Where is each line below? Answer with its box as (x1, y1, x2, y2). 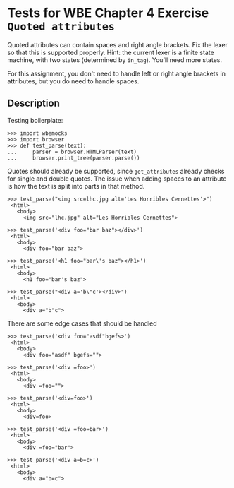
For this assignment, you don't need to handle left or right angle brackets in (7, 69, 226, 78)
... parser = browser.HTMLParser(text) (7, 148, 137, 155)
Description (7, 97, 60, 109)
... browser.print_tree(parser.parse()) (7, 154, 140, 162)
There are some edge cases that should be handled (7, 319, 157, 328)
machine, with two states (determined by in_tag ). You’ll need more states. (7, 55, 223, 64)
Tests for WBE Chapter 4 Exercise (7, 5, 209, 21)
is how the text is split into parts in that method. (7, 181, 145, 190)
